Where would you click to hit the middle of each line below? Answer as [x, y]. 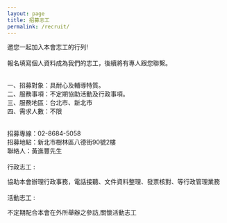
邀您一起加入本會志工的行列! [48, 47]
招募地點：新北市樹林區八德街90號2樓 [62, 142]
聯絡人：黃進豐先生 [35, 151]
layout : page [26, 14]
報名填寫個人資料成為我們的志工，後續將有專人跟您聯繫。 [89, 63]
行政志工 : [21, 167]
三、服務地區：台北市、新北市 [50, 103]
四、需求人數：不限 [35, 111]
